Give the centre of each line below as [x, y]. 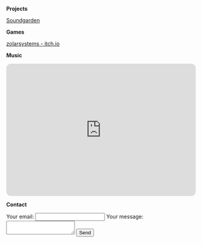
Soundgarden [23, 20]
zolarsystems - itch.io [33, 44]
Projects [17, 9]
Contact [17, 205]
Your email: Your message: [75, 217]
